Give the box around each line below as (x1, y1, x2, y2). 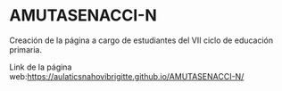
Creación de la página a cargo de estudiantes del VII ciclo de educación (9, 35, 274, 45)
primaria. (9, 44, 43, 54)
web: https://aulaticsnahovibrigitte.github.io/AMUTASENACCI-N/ (9, 70, 245, 81)
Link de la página (9, 62, 72, 72)
